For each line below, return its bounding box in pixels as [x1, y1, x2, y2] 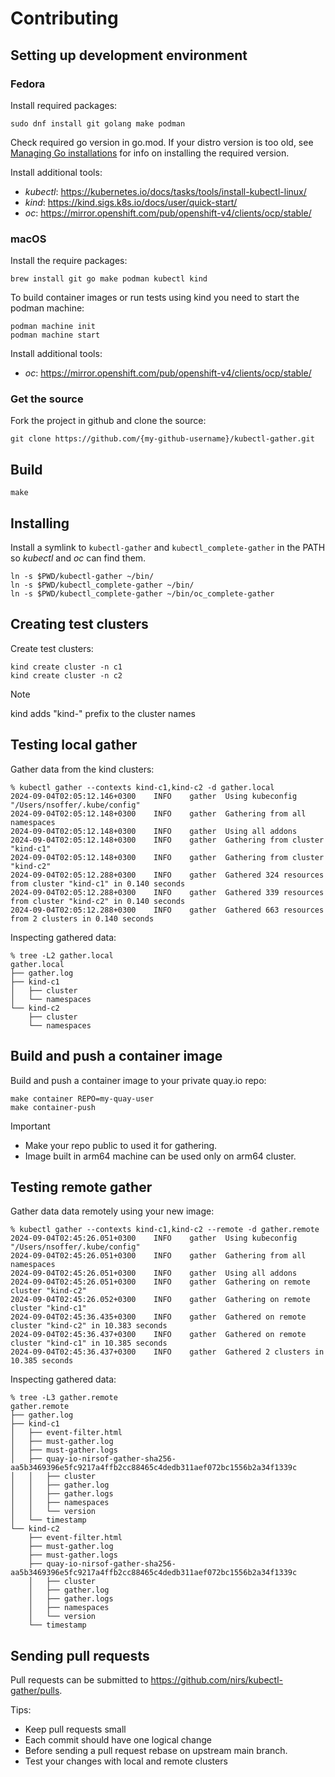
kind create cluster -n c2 [10, 670, 123, 681]
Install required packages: [10, 99, 118, 111]
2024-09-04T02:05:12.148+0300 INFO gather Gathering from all [10, 808, 307, 819]
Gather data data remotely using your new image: [10, 1205, 215, 1217]
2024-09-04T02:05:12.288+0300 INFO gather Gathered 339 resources [10, 887, 325, 897]
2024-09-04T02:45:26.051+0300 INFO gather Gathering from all [10, 1251, 307, 1261]
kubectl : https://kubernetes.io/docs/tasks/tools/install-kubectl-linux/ [24, 185, 307, 197]
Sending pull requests [10, 1647, 150, 1664]
